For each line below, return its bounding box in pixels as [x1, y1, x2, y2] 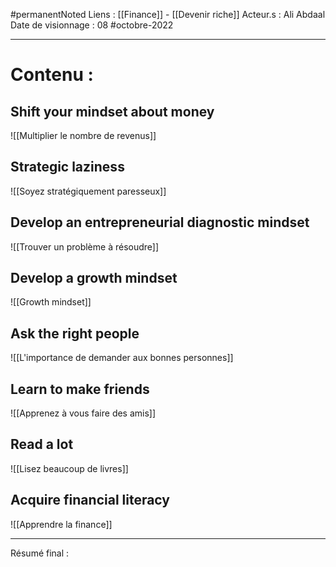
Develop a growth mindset [10, 270, 178, 287]
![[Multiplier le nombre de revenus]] [10, 130, 157, 141]
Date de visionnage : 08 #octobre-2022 [10, 19, 174, 31]
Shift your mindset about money [10, 103, 215, 120]
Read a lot [10, 436, 74, 453]
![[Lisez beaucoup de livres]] [10, 462, 129, 474]
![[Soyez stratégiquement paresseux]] [10, 185, 167, 197]
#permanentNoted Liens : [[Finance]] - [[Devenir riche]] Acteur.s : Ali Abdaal [10, 9, 326, 20]
